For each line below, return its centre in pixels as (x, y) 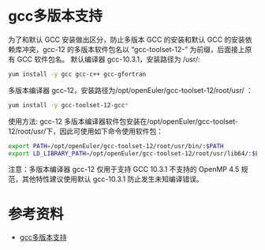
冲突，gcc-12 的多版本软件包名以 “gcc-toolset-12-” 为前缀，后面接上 (134, 49)
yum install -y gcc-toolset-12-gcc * (68, 105)
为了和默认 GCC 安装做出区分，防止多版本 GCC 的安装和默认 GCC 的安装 (127, 39)
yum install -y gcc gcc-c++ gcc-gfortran (77, 74)
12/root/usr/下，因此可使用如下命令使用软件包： (86, 131)
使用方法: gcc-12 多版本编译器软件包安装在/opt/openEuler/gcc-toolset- (123, 121)
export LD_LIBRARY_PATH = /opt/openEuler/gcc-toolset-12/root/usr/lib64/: (130, 153)
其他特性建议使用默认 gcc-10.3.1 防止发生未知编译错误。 (112, 179)
